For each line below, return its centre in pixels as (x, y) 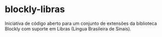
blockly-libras (35, 9)
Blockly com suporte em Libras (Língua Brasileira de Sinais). (68, 28)
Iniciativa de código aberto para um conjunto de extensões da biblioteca (81, 23)
